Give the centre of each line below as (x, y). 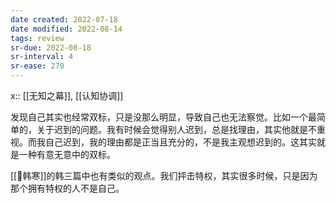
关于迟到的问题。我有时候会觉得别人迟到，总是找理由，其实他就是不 (176, 129)
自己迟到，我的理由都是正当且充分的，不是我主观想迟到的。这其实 (180, 142)
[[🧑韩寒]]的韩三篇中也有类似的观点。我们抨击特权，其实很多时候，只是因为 (164, 175)
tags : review (37, 38)
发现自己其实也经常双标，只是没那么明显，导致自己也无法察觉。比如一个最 (163, 117)
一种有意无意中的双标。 (67, 154)
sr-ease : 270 (37, 66)
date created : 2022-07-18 (64, 19)
